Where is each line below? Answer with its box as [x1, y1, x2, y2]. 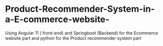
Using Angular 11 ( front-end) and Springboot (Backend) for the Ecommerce [5, 30, 159, 36]
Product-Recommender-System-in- [5, 3, 155, 15]
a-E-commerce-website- [5, 14, 110, 25]
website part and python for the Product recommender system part [5, 35, 141, 41]
